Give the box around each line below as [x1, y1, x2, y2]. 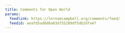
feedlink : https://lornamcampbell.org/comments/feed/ [9, 16, 120, 21]
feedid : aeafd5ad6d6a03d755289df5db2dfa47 [9, 20, 96, 26]
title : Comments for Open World [5, 7, 70, 12]
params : [5, 12, 21, 16]
